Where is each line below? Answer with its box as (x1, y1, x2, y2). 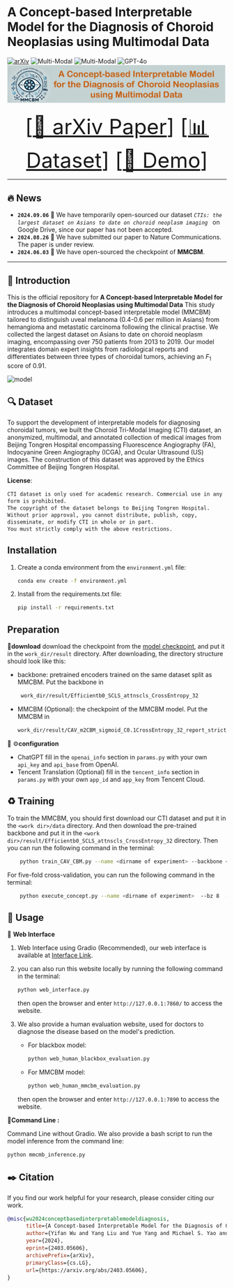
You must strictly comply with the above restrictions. (7, 525, 173, 533)
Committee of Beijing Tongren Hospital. (7, 462, 120, 471)
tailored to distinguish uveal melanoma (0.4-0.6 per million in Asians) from (7, 316, 220, 324)
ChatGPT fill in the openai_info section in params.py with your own (17, 753, 208, 761)
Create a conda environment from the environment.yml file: (17, 563, 187, 571)
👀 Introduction (7, 274, 71, 286)
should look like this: (7, 657, 66, 665)
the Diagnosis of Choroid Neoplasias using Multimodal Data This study (7, 301, 215, 309)
